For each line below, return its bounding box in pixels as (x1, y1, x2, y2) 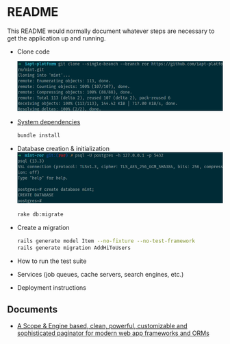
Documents (7, 303, 58, 315)
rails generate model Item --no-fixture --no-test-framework (16, 238, 196, 244)
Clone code (16, 47, 50, 56)
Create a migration (16, 223, 70, 231)
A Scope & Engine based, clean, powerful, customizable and (16, 322, 188, 330)
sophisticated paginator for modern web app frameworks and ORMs (16, 329, 210, 337)
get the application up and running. (7, 34, 106, 42)
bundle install (16, 132, 61, 139)
